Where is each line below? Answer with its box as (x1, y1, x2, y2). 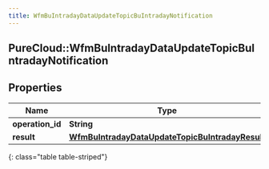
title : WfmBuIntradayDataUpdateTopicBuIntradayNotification (8, 11, 214, 20)
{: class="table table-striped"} (8, 151, 108, 161)
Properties (8, 81, 62, 95)
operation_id (12, 118, 62, 129)
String (69, 118, 94, 129)
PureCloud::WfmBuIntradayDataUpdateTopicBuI (8, 42, 255, 55)
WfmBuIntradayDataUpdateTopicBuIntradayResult (69, 131, 266, 143)
